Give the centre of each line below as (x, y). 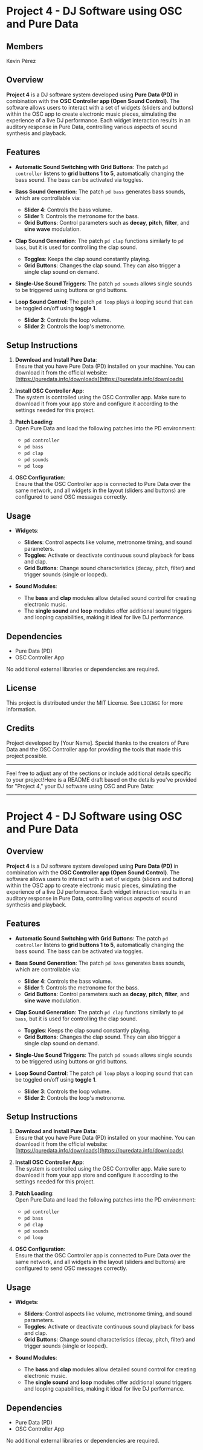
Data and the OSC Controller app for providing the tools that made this (94, 749)
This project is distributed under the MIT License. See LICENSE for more (95, 703)
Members (25, 46)
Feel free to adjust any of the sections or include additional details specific (99, 773)
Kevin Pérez (21, 61)
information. (21, 709)
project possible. (27, 756)
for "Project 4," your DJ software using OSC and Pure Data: (80, 786)
